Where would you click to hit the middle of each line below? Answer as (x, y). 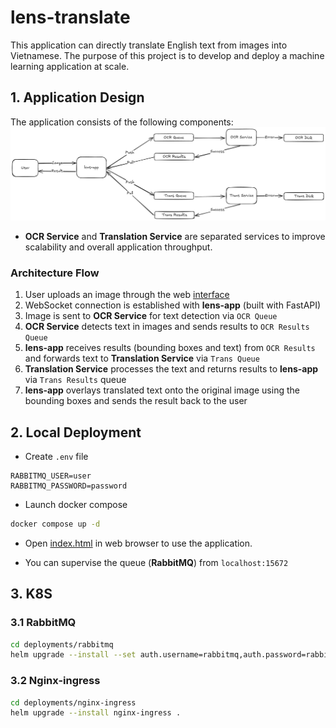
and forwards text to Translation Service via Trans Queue (142, 358)
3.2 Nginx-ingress (55, 681)
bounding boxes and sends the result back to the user (136, 401)
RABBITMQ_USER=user (51, 476)
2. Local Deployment (76, 432)
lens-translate (70, 17)
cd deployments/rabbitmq (62, 644)
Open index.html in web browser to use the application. (138, 543)
